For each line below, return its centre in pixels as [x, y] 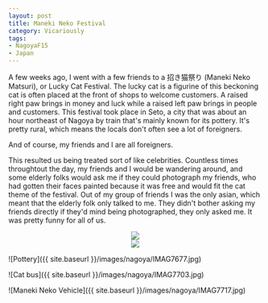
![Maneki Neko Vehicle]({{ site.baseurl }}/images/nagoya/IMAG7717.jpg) [127, 290]
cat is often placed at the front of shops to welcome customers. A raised [128, 95]
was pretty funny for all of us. [57, 220]
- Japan [21, 53]
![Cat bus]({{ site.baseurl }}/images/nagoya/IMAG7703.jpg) [106, 274]
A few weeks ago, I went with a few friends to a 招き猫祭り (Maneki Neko [130, 77]
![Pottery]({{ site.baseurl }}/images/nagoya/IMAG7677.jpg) [105, 259]
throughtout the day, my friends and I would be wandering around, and [126, 169]
